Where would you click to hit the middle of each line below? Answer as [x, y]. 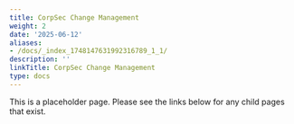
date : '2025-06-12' [46, 34]
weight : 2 [28, 26]
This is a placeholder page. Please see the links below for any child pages [147, 102]
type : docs [30, 76]
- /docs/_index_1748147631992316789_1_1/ [89, 51]
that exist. [28, 111]
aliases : [26, 43]
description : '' [40, 59]
